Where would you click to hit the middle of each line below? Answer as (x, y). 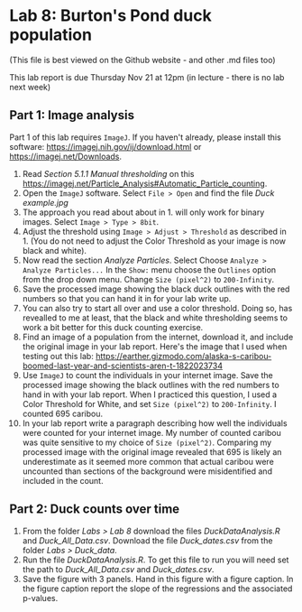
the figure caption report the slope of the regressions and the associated (157, 589)
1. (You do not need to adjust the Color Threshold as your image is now (154, 241)
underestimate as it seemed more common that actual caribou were (148, 461)
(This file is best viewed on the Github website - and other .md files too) (142, 60)
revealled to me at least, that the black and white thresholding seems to (155, 318)
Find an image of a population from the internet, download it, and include (158, 337)
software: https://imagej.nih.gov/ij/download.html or (105, 146)
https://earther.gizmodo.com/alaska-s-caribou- (184, 356)
